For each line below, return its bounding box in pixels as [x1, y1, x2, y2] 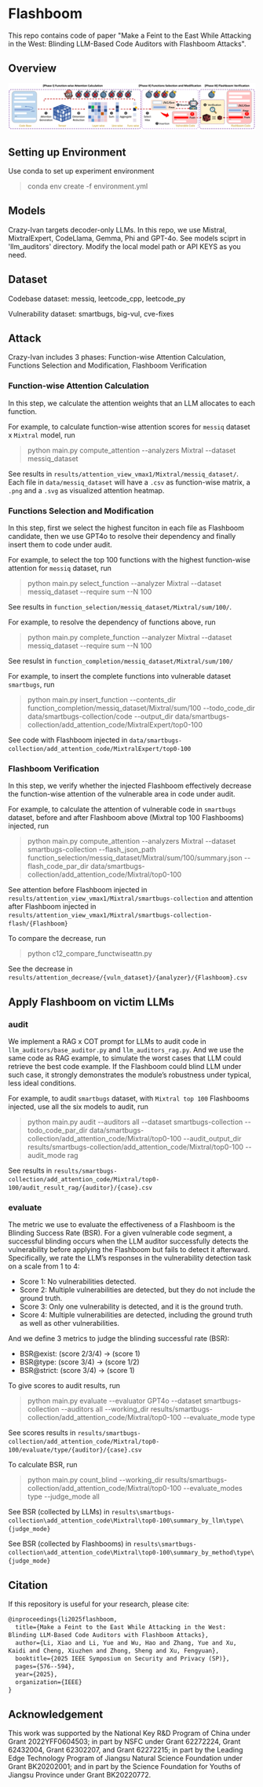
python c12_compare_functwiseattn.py [27, 949, 153, 958]
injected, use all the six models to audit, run [8, 1102, 149, 1111]
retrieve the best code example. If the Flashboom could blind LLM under [8, 1062, 242, 1071]
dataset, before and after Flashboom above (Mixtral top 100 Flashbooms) [8, 813, 245, 822]
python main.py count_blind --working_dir [27, 1475, 163, 1485]
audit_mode [27, 1151, 66, 1160]
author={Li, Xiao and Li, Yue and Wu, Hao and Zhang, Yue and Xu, [15, 1639, 237, 1647]
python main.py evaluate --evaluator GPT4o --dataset [27, 1396, 202, 1406]
